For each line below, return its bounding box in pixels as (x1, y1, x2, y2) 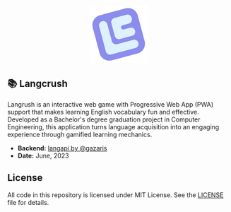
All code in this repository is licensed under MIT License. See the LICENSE (7, 190, 224, 199)
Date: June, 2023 (17, 151, 69, 160)
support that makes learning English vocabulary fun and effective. (7, 107, 199, 116)
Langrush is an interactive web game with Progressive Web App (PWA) (7, 100, 214, 108)
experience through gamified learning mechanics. (7, 130, 153, 139)
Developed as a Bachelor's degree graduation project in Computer (7, 115, 201, 124)
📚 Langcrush (7, 78, 69, 90)
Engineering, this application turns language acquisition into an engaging (7, 122, 220, 131)
